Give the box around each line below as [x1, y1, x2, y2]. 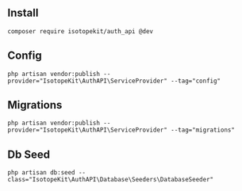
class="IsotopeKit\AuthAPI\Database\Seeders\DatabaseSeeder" [7, 176, 214, 184]
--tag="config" [171, 77, 221, 85]
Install [7, 6, 39, 20]
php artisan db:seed [7, 169, 76, 177]
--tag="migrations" [171, 126, 236, 134]
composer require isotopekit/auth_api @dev [7, 27, 154, 35]
